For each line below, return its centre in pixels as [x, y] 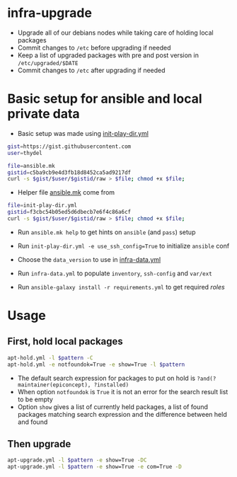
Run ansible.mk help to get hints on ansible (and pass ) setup [106, 232]
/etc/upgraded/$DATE [48, 63]
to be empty [35, 399]
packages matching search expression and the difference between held [122, 414]
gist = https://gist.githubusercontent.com [69, 146]
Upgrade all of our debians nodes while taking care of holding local [115, 33]
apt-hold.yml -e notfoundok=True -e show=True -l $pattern [96, 364]
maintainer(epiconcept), [54, 385]
